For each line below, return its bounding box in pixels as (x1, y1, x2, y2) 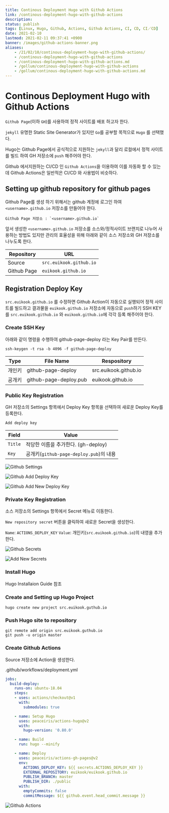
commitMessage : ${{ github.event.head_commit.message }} (23, 793, 145, 798)
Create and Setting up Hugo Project (5, 593, 94, 601)
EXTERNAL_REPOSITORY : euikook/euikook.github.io (23, 769, 128, 775)
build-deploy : (10, 681, 39, 686)
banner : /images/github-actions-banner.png (5, 40, 98, 46)
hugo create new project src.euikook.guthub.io (5, 605, 107, 610)
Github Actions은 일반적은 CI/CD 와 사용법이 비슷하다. (10, 169, 119, 176)
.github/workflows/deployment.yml (5, 666, 78, 673)
